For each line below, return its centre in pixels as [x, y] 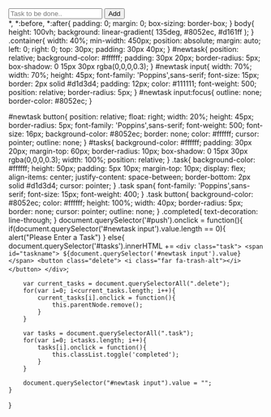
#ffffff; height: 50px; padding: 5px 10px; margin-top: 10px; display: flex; [127, 168]
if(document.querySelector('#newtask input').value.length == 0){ [117, 229]
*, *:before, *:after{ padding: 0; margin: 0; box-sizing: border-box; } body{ [131, 23]
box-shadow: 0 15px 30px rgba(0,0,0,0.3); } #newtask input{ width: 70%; [130, 67]
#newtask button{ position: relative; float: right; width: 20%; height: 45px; [131, 116]
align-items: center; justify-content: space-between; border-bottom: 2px [130, 177]
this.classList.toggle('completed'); [116, 355]
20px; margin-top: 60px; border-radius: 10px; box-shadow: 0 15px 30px [128, 151]
